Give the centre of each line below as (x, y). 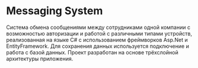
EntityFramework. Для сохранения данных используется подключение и (98, 46)
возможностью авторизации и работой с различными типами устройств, (99, 33)
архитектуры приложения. (40, 59)
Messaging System (55, 11)
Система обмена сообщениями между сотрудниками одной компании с (98, 27)
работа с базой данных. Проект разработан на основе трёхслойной (92, 52)
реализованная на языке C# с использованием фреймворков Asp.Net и (97, 40)
